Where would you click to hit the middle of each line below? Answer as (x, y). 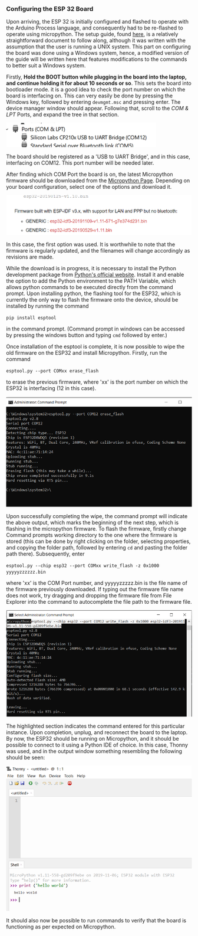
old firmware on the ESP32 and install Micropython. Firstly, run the (87, 352)
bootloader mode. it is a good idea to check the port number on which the (96, 90)
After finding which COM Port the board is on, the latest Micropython (90, 174)
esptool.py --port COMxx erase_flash (52, 371)
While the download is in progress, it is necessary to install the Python (91, 268)
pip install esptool (32, 318)
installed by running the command (47, 306)
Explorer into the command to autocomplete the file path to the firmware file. (99, 602)
